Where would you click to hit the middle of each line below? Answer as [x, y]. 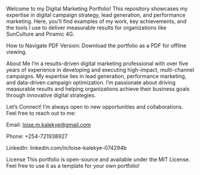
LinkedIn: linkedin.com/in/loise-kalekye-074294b [67, 148]
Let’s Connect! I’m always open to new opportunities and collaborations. [95, 107]
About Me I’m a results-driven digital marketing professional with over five [97, 63]
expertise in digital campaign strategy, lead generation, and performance [96, 15]
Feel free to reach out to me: [41, 113]
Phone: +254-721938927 [37, 136]
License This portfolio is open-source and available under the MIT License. [98, 159]
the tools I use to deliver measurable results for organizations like [86, 27]
